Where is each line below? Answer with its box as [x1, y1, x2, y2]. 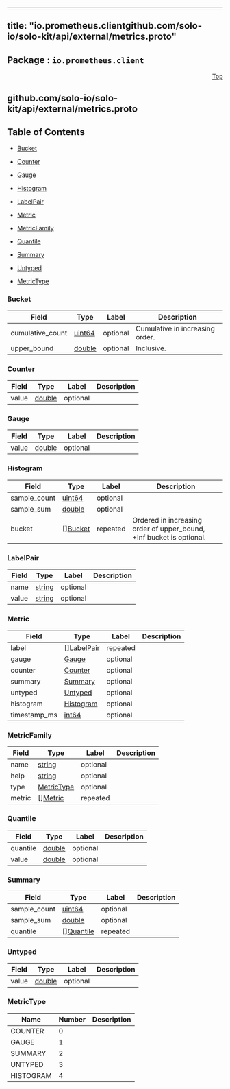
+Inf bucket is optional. [132, 532, 207, 542]
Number [58, 1014, 86, 1024]
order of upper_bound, [132, 524, 205, 534]
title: [7, 20, 27, 32]
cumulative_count [10, 328, 68, 337]
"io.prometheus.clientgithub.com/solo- [29, 20, 202, 32]
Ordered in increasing [132, 515, 202, 525]
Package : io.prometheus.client [7, 54, 144, 66]
